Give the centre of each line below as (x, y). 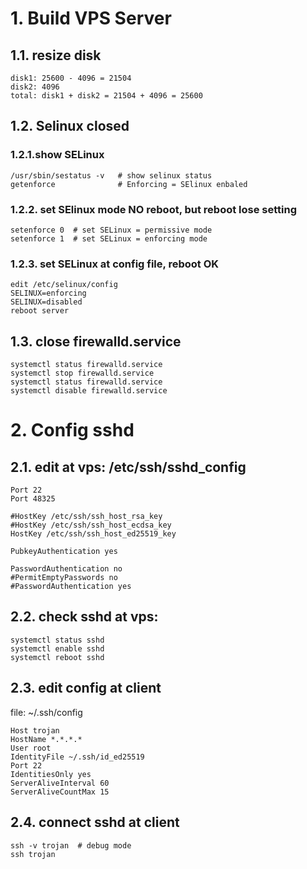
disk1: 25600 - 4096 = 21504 (71, 78)
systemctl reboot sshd (57, 657)
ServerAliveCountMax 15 (60, 792)
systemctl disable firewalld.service (89, 391)
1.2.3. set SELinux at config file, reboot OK (115, 264)
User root (31, 748)
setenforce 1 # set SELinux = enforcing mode (109, 238)
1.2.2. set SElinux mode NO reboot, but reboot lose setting (154, 209)
